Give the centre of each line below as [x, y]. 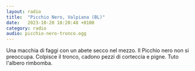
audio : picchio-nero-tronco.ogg [46, 34]
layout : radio [24, 12]
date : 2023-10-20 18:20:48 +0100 [50, 22]
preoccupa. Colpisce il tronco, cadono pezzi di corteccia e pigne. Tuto [92, 57]
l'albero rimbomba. [29, 63]
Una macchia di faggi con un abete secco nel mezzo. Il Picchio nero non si [97, 50]
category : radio [26, 28]
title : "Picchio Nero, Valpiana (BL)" [56, 17]
